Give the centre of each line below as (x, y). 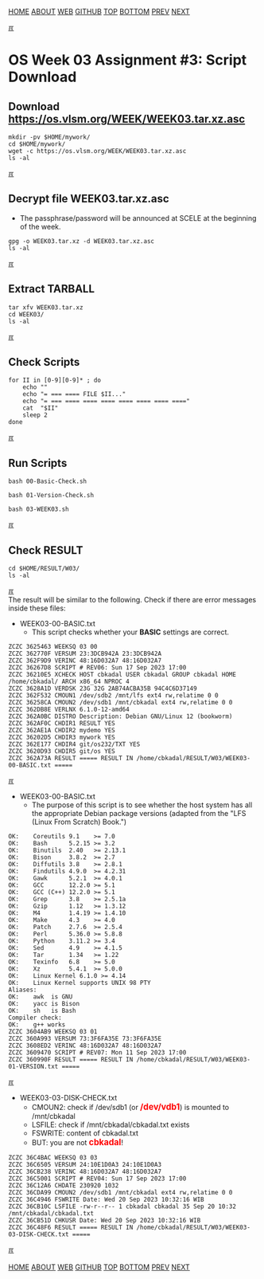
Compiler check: (35, 1018)
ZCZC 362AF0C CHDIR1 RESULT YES (62, 724)
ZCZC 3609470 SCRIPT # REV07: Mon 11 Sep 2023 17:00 (97, 1053)
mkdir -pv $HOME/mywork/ (49, 137)
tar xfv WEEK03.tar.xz (46, 307)
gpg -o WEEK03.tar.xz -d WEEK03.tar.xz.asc (82, 241)
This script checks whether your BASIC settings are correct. (130, 632)
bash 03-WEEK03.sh (39, 509)
